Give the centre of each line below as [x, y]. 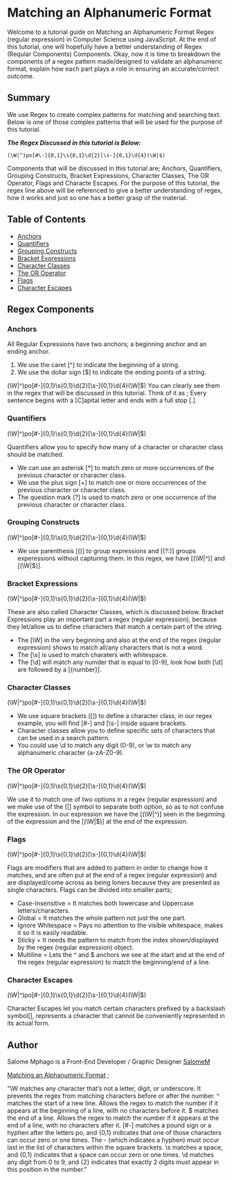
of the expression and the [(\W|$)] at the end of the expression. [98, 821]
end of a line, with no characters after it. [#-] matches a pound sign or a [109, 1125]
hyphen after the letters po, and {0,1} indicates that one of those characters [114, 1133]
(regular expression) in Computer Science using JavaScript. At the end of [112, 39]
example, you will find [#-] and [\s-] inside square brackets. [102, 723]
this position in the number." [47, 1170]
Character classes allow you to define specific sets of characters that [116, 731]
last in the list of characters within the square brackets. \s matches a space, [115, 1147]
